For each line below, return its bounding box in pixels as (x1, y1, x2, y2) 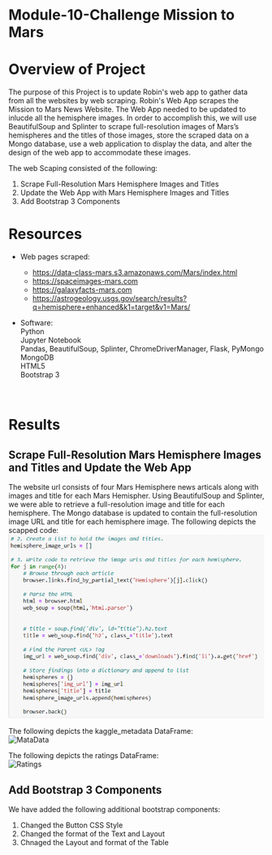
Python (19, 327, 45, 337)
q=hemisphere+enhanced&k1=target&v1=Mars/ (32, 303, 191, 312)
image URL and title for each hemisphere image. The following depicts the (8, 517, 257, 526)
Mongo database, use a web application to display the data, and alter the (8, 139, 253, 149)
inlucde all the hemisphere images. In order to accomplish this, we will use (8, 113, 257, 123)
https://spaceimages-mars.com (32, 277, 138, 286)
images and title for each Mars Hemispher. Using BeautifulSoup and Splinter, (8, 491, 265, 501)
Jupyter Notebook (19, 335, 81, 345)
